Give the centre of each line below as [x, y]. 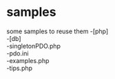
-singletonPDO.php [34, 46]
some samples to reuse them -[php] [57, 31]
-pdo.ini [18, 53]
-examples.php [28, 60]
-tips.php [19, 68]
